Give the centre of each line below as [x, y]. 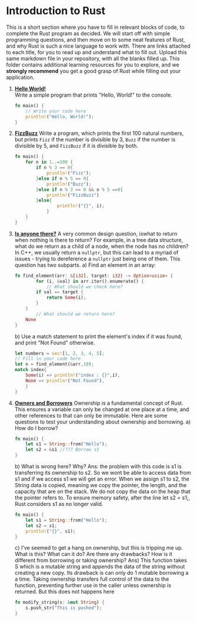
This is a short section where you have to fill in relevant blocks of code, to [96, 27]
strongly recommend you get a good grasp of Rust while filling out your [94, 71]
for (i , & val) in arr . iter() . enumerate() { [90, 281]
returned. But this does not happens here [64, 592]
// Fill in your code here [48, 359]
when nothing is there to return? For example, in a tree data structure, [99, 240]
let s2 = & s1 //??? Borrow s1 [62, 450]
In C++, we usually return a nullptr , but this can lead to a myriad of [96, 252]
